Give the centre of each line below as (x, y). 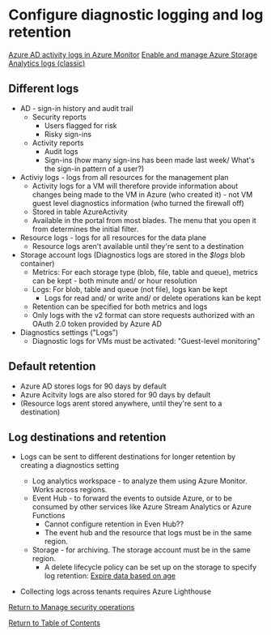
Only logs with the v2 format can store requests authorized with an (143, 315)
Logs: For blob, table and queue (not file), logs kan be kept (130, 289)
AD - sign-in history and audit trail (76, 108)
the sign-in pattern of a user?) (94, 169)
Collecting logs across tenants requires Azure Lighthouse (116, 592)
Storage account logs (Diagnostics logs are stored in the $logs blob (132, 255)
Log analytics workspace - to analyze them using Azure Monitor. (140, 481)
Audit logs (61, 151)
